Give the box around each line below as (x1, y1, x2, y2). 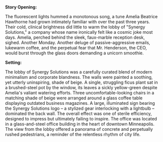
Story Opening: (5, 4, 37, 10)
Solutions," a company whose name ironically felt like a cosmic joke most (5, 29, 153, 35)
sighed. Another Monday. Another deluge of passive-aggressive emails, (5, 40, 151, 46)
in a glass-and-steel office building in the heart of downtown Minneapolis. (5, 121, 155, 127)
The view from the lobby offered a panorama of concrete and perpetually (5, 126, 153, 132)
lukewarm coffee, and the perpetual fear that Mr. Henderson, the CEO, (5, 45, 147, 50)
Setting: (5, 60, 22, 65)
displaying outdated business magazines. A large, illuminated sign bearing (5, 100, 155, 106)
